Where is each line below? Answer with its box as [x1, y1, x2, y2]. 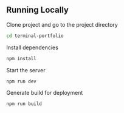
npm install [6, 55, 36, 61]
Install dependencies [6, 44, 59, 51]
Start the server [6, 66, 46, 74]
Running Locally [6, 5, 69, 15]
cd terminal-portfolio [6, 33, 64, 39]
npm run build [6, 101, 43, 107]
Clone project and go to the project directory [6, 21, 119, 28]
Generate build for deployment [6, 89, 83, 97]
